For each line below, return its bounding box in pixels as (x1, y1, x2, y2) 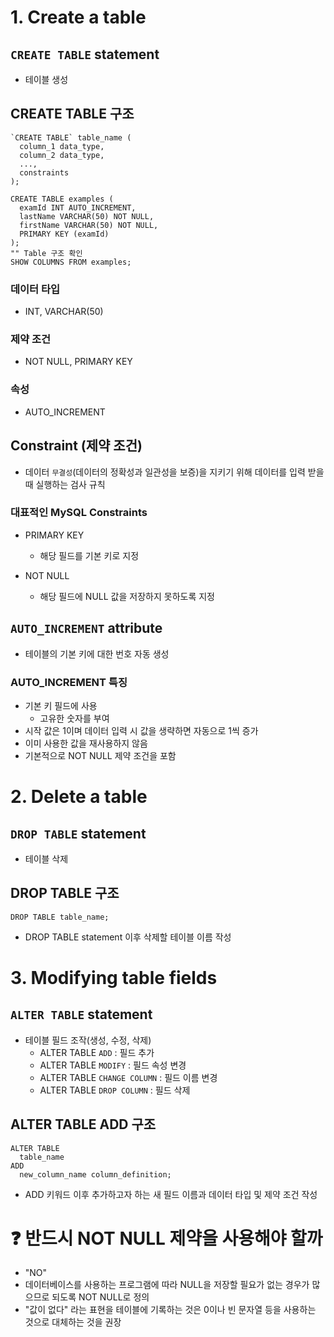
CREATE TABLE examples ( (10, 194, 114, 204)
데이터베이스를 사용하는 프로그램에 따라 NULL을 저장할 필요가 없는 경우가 (24, 1279, 310, 1291)
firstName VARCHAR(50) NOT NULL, (19, 220, 159, 230)
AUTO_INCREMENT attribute (10, 620, 163, 637)
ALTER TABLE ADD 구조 (10, 1116, 157, 1133)
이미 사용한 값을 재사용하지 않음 (24, 737, 148, 749)
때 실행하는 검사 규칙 (24, 478, 106, 490)
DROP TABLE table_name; (10, 912, 110, 922)
